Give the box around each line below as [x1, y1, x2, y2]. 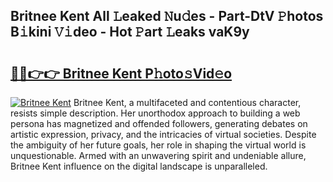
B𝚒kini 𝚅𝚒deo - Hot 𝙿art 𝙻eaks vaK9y [10, 24, 250, 41]
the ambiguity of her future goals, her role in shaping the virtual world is [10, 139, 307, 151]
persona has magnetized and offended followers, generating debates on [10, 118, 308, 129]
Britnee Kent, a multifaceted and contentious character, [73, 97, 302, 108]
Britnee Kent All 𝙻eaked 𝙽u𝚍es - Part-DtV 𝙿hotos [10, 8, 324, 25]
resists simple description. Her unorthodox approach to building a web [10, 107, 301, 119]
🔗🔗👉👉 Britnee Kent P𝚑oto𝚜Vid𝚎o [10, 65, 233, 82]
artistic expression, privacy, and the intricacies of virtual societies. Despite [10, 129, 317, 140]
